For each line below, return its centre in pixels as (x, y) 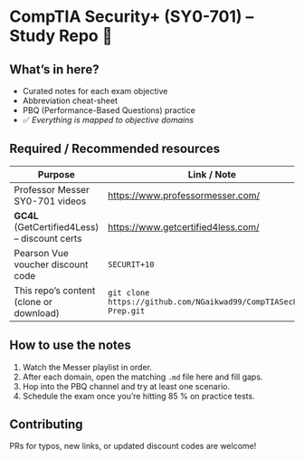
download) (37, 312)
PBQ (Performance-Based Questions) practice (109, 110)
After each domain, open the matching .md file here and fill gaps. (142, 377)
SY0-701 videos (50, 201)
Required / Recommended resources (115, 149)
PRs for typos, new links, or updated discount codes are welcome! (133, 446)
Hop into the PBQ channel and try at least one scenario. (126, 386)
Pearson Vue (42, 253)
